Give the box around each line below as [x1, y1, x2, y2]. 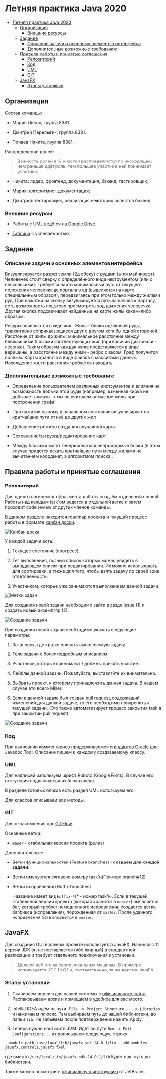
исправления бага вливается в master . [12, 914, 94, 920]
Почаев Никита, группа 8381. [12, 139, 74, 145]
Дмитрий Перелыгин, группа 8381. [12, 129, 87, 135]
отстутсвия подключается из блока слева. [5, 778, 95, 784]
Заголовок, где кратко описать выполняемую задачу [12, 641, 125, 647]
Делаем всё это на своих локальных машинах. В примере [17, 962, 141, 968]
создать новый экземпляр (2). [5, 607, 69, 613]
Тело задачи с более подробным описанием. [12, 651, 109, 657]
